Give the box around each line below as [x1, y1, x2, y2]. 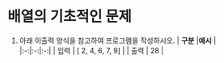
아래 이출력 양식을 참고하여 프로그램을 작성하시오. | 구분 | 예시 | [19, 36, 217, 45]
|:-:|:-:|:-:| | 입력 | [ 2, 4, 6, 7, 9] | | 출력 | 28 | [19, 45, 164, 55]
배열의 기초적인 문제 [7, 7, 133, 26]
